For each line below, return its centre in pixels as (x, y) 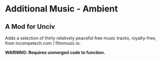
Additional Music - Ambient (61, 9)
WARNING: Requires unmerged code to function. (55, 52)
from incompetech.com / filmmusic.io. (43, 43)
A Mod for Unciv (30, 27)
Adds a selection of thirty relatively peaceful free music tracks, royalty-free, (81, 38)
